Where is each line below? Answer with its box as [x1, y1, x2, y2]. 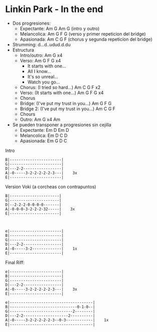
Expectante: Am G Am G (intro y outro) [20, 25, 100, 31]
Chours [20, 111, 36, 117]
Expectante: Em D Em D [20, 127, 69, 133]
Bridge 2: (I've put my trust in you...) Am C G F [20, 106, 116, 112]
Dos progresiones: [12, 20, 51, 26]
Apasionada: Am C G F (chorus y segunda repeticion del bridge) [20, 36, 153, 42]
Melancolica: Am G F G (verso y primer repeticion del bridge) [20, 31, 146, 37]
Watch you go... [27, 79, 60, 85]
